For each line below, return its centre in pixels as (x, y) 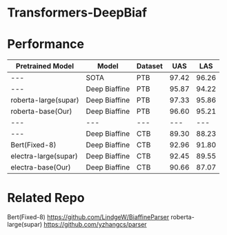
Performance (46, 44)
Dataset (150, 66)
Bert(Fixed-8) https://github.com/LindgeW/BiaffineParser (88, 217)
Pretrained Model (45, 66)
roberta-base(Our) (41, 112)
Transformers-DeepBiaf (77, 13)
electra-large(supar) (44, 156)
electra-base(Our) (41, 167)
